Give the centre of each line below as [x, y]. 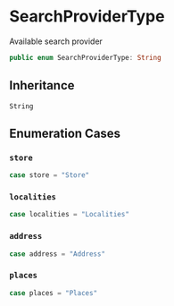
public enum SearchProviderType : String [86, 57]
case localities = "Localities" [69, 215]
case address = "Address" [57, 254]
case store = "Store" [50, 175]
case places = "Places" [54, 293]
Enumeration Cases [65, 134]
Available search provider [56, 41]
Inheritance [42, 85]
